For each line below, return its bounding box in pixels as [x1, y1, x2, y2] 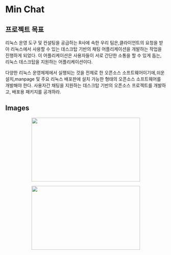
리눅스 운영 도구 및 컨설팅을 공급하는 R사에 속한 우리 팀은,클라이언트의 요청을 [5, 40, 158, 45]
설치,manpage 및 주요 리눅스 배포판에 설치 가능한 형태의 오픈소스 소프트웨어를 [5, 76, 161, 82]
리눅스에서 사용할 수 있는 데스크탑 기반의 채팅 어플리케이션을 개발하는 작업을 [10, 46, 162, 52]
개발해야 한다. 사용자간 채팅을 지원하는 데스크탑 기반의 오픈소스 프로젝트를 [5, 83, 153, 88]
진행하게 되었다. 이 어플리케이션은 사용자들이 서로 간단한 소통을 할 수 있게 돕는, [5, 53, 162, 58]
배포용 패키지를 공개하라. [12, 89, 61, 95]
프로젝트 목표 [5, 25, 44, 34]
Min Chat [5, 4, 45, 15]
